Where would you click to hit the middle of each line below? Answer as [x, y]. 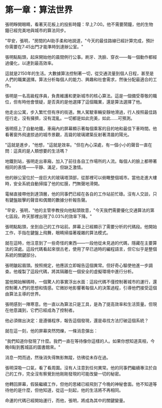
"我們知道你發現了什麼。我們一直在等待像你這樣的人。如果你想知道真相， [78, 341]
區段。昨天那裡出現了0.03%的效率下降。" [50, 216]
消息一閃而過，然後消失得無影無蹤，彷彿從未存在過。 [58, 357]
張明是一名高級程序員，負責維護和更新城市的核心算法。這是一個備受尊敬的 [79, 95]
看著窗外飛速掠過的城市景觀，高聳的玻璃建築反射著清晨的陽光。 [68, 134]
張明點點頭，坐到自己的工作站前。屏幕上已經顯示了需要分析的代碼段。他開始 [81, 226]
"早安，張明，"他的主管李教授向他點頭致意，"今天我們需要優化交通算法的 [78, 210]
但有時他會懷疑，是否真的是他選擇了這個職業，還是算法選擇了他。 [79, 102]
